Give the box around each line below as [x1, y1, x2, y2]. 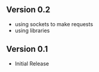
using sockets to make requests [14, 20, 94, 27]
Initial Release [14, 60, 49, 67]
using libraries [14, 27, 50, 34]
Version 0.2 [6, 5, 51, 15]
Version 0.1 [6, 44, 48, 54]
